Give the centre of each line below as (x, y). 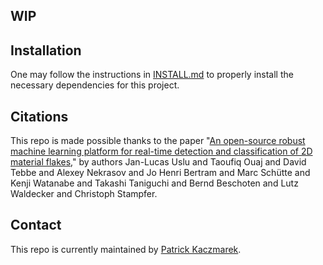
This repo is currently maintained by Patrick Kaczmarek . (126, 249)
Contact (36, 225)
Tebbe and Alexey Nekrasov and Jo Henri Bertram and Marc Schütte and (160, 173)
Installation (46, 50)
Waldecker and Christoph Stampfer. (84, 194)
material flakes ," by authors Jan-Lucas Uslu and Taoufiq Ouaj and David (158, 162)
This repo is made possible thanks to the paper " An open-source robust (158, 141)
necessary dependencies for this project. (95, 85)
